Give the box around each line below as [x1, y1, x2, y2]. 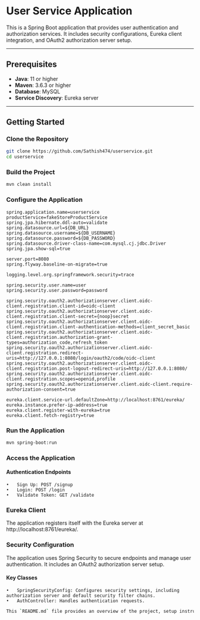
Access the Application [6, 454, 76, 462]
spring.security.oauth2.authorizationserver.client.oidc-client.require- [6, 381, 193, 387]
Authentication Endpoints [6, 469, 71, 476]
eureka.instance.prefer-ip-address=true [6, 402, 108, 408]
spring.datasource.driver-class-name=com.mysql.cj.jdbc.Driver [6, 240, 167, 247]
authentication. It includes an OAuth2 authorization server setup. [6, 560, 165, 568]
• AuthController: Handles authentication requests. [6, 597, 145, 604]
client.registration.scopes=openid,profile [6, 376, 116, 382]
